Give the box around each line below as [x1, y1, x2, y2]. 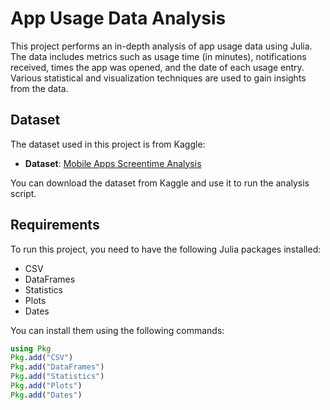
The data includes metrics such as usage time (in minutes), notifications [10, 50, 307, 62]
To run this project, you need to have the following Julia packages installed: [10, 243, 322, 255]
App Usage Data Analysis [10, 7, 227, 30]
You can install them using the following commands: [10, 324, 225, 336]
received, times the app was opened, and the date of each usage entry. [10, 61, 305, 73]
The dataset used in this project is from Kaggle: [10, 138, 206, 150]
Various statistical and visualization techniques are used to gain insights [10, 72, 307, 84]
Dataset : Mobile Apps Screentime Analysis [24, 157, 202, 169]
